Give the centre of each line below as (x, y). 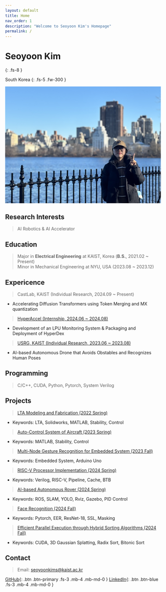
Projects (18, 401)
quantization (25, 309)
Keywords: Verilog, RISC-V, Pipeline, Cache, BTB (62, 480)
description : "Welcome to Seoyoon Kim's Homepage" (58, 26)
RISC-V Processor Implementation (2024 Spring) (67, 470)
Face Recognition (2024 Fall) (47, 508)
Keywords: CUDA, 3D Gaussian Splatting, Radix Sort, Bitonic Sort (78, 542)
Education (21, 244)
